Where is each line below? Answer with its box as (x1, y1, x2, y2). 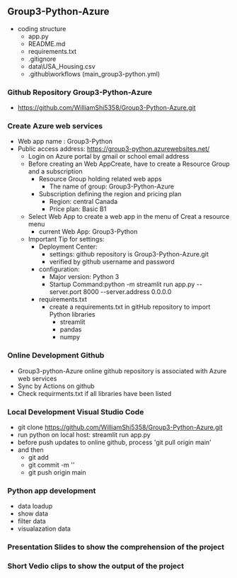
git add (28, 453, 50, 461)
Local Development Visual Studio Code (7, 407, 144, 416)
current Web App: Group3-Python (38, 227, 138, 236)
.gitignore (28, 55, 57, 63)
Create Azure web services (7, 121, 103, 131)
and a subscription (28, 167, 83, 176)
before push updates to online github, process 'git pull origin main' (17, 438, 212, 446)
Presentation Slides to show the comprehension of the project (7, 542, 225, 552)
